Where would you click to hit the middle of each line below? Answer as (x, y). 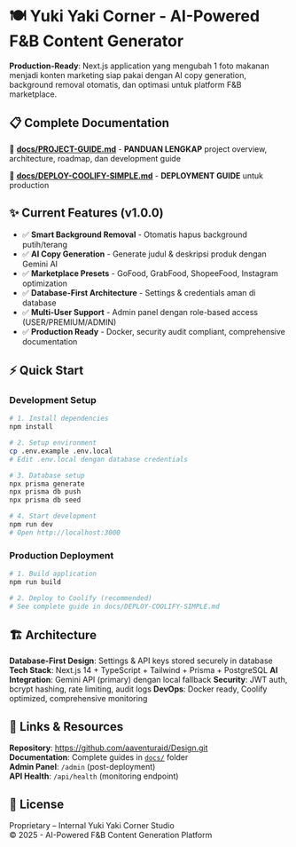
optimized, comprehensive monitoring (78, 699)
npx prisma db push (45, 492)
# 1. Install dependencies (59, 419)
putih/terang (45, 244)
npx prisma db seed (45, 500)
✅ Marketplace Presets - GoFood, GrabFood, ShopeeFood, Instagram (150, 273)
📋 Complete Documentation (90, 123)
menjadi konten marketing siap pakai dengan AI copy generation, (128, 75)
